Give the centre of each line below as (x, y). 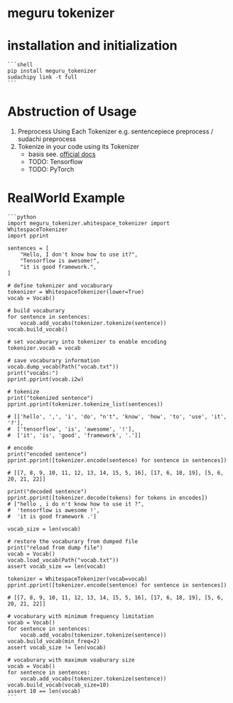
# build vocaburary (36, 311)
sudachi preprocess (47, 139)
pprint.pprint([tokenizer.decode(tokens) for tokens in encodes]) (108, 498)
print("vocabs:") (33, 373)
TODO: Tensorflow (55, 162)
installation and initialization (92, 46)
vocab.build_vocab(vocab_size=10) (59, 685)
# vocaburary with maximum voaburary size (71, 660)
